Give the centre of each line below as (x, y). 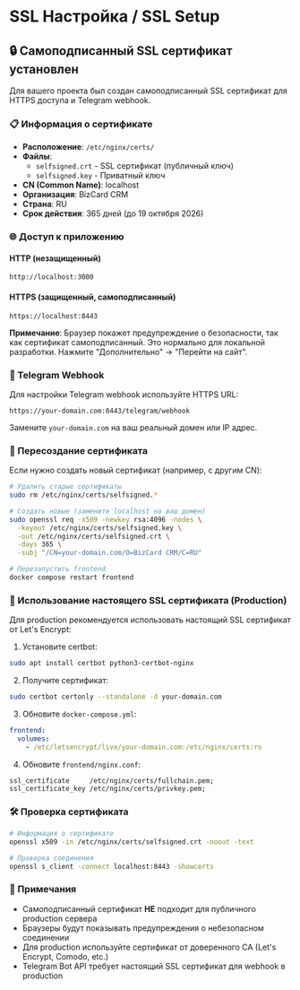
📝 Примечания (43, 890)
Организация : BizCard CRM (75, 195)
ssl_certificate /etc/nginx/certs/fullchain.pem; (112, 781)
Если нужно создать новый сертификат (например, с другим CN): (136, 470)
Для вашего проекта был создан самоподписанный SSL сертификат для (149, 91)
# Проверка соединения (51, 858)
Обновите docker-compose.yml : (79, 714)
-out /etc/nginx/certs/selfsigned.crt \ (94, 536)
